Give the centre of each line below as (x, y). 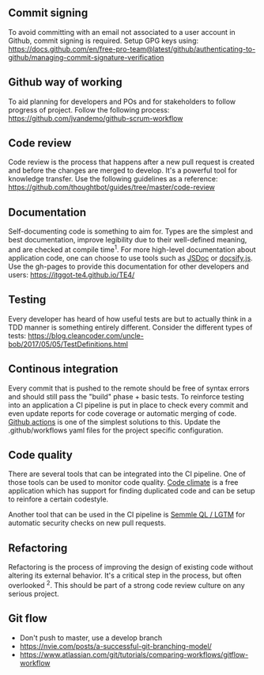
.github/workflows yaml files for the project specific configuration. (116, 430)
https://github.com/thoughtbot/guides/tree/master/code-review (112, 187)
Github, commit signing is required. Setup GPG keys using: (104, 40)
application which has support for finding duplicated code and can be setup (132, 491)
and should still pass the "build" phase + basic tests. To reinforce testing (126, 396)
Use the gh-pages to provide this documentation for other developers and (128, 266)
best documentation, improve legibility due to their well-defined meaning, (128, 240)
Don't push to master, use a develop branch (91, 638)
